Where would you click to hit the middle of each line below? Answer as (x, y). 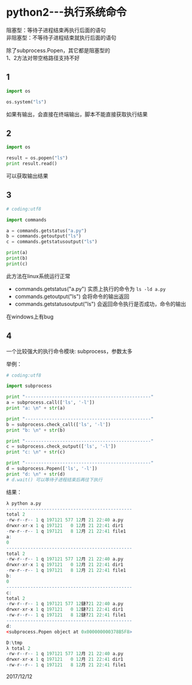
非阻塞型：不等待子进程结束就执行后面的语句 (61, 37)
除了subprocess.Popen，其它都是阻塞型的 (58, 50)
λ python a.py (24, 503)
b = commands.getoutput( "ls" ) (44, 236)
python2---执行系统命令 (66, 12)
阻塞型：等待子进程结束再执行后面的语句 (56, 30)
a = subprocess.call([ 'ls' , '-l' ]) (51, 403)
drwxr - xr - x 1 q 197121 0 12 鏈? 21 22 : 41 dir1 (65, 610)
